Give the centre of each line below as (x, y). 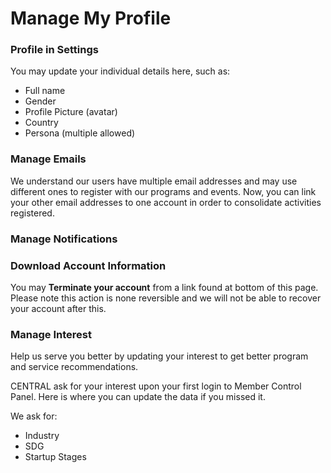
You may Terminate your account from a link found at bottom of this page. (164, 287)
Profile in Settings (54, 50)
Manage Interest (51, 334)
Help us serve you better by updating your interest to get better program (159, 356)
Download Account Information (88, 265)
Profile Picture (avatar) (71, 112)
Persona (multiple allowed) (80, 133)
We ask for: (34, 416)
